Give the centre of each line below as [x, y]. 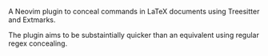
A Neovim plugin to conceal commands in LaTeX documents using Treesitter [134, 11]
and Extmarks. [32, 20]
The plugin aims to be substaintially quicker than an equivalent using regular [134, 35]
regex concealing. [38, 43]
